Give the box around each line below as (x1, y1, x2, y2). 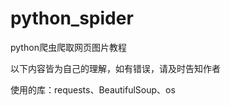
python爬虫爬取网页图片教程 (10, 41, 127, 53)
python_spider (10, 7, 134, 30)
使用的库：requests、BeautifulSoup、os (10, 83, 176, 96)
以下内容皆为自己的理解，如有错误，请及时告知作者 (10, 62, 221, 74)
